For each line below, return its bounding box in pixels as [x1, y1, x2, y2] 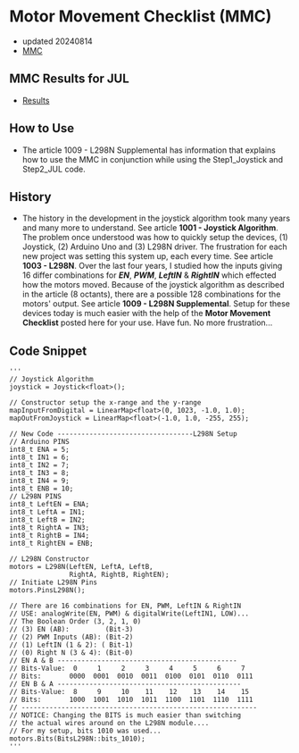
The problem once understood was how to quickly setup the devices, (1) [21, 232, 288, 243]
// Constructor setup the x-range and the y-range [9, 398, 202, 407]
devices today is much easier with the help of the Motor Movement [21, 308, 271, 319]
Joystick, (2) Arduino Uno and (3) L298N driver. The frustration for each [21, 241, 287, 252]
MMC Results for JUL [9, 71, 129, 87]
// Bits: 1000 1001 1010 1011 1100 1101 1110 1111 [9, 695, 253, 705]
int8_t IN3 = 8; [9, 469, 70, 478]
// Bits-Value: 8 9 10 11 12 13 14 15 [9, 688, 250, 697]
